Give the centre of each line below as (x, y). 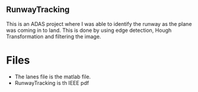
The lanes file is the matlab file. (53, 77)
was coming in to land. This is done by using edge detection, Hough (89, 30)
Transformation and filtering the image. (54, 36)
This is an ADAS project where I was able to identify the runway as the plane (99, 24)
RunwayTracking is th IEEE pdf (52, 83)
